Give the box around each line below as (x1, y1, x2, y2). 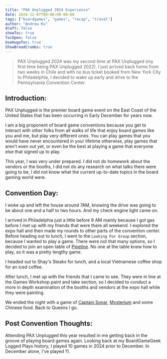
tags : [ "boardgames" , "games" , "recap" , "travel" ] (5, 16, 113, 21)
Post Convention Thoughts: (5, 319, 93, 327)
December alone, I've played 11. (5, 348, 70, 354)
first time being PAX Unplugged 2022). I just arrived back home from (17, 63, 159, 69)
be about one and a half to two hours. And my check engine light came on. (5, 207, 159, 213)
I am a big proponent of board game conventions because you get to (5, 122, 147, 128)
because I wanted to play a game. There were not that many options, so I (5, 238, 155, 244)
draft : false (5, 26, 32, 31)
